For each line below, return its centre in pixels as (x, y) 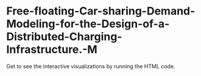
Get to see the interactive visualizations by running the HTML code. (91, 66)
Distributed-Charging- (64, 37)
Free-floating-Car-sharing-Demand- (101, 11)
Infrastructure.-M (52, 50)
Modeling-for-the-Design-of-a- (88, 24)
